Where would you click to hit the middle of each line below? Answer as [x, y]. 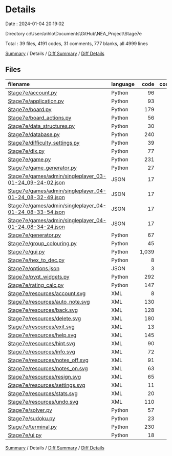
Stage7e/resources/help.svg [42, 335]
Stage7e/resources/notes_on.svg [48, 368]
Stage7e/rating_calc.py [36, 285]
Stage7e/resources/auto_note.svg [49, 302]
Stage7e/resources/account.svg [47, 293]
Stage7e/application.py [36, 101]
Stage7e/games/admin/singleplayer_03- [57, 176]
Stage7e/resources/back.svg [43, 310]
